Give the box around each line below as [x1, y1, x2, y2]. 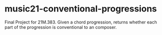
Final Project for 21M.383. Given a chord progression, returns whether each [4, 19, 158, 25]
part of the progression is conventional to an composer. [4, 24, 117, 30]
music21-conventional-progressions [4, 3, 157, 14]
